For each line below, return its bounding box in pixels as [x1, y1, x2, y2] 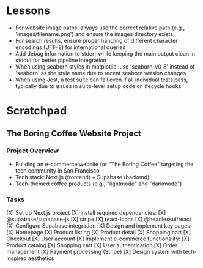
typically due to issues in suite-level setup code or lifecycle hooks [15, 82, 182, 89]
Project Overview [6, 146, 59, 155]
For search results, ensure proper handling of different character [15, 37, 179, 44]
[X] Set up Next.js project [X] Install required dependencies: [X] [6, 209, 166, 217]
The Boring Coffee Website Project [6, 128, 142, 138]
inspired [6, 255, 27, 262]
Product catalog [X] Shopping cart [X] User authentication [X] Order [6, 242, 178, 249]
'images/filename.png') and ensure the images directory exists [15, 30, 173, 37]
